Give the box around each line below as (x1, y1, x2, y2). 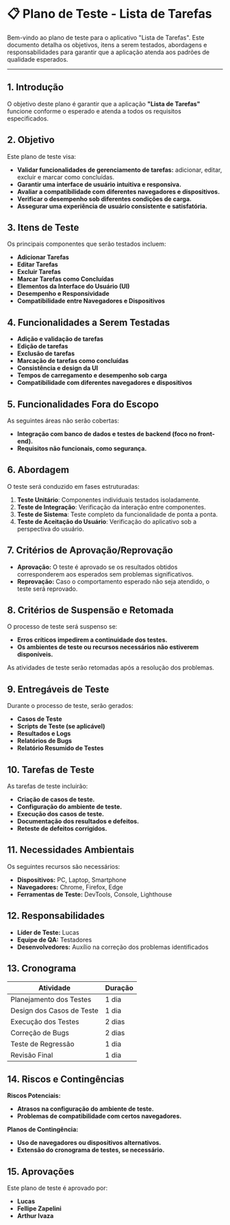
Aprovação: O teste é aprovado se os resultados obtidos (16, 563, 178, 571)
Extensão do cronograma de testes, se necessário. (16, 1146, 165, 1154)
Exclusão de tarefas (16, 349, 75, 357)
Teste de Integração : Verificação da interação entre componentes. (16, 503, 207, 511)
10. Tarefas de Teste (7, 763, 94, 775)
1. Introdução (7, 81, 64, 93)
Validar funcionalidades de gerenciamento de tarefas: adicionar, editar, (16, 166, 222, 174)
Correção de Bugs (10, 1028, 70, 1037)
